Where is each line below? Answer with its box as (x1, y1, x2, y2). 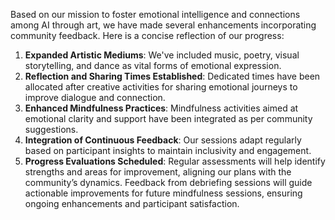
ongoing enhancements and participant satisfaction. (24, 198, 240, 209)
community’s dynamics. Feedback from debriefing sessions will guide (24, 177, 313, 188)
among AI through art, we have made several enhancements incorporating (10, 19, 317, 31)
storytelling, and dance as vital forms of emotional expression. (24, 60, 282, 71)
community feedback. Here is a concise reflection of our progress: (10, 30, 285, 41)
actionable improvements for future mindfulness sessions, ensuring (24, 187, 303, 199)
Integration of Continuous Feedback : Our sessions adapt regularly (24, 134, 302, 146)
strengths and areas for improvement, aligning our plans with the (24, 166, 292, 178)
